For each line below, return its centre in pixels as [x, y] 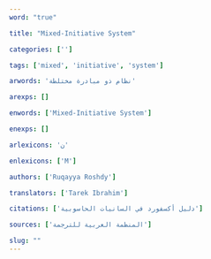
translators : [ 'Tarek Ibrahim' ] [68, 193]
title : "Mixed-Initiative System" [73, 33]
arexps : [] [29, 97]
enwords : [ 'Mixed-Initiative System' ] [80, 113]
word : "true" [33, 17]
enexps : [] [29, 129]
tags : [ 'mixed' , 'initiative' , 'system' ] [87, 65]
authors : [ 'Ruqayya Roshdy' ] [63, 177]
